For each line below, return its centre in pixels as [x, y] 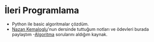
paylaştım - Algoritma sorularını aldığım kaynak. [59, 34]
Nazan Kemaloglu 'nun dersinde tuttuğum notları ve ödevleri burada [80, 29]
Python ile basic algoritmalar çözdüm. [50, 24]
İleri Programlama [42, 10]
